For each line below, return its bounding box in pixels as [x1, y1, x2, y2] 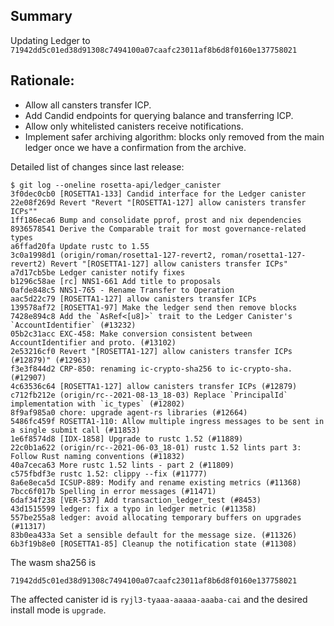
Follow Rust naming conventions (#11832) [10, 451, 186, 461]
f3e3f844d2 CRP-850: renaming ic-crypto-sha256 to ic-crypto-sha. [10, 364, 293, 374]
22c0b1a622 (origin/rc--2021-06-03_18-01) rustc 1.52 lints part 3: [10, 442, 302, 453]
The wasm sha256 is [10, 556, 97, 568]
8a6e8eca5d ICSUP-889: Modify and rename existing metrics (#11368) [10, 477, 302, 488]
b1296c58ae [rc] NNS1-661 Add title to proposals [10, 276, 222, 286]
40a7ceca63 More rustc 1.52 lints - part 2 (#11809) [10, 460, 235, 470]
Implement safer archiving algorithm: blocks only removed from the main [24, 130, 325, 143]
